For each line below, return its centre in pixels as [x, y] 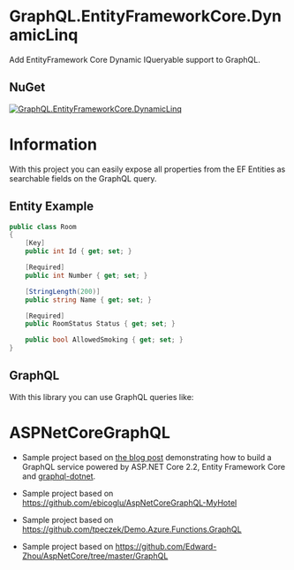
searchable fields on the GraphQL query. [83, 178]
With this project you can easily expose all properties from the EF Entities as [147, 169]
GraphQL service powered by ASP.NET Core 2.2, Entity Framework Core [154, 466]
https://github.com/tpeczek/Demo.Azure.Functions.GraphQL [132, 529]
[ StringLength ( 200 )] [63, 291]
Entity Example [52, 207]
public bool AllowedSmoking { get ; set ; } [104, 340]
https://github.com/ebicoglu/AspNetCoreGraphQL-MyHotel [129, 503]
